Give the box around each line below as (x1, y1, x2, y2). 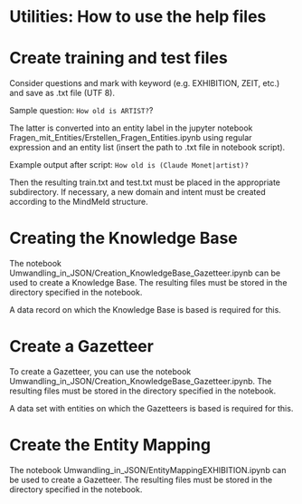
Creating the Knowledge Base (9, 228, 238, 248)
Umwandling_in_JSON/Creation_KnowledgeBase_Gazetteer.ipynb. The (9, 376, 272, 386)
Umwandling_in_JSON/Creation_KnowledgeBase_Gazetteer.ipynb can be (9, 267, 281, 278)
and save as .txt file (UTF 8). (9, 88, 116, 99)
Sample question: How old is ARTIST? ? (9, 105, 154, 116)
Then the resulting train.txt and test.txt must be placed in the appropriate (9, 177, 281, 188)
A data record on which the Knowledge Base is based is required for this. (9, 305, 282, 315)
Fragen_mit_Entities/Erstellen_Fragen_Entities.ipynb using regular (9, 132, 252, 143)
